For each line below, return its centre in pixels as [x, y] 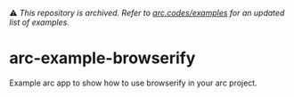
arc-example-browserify [102, 58]
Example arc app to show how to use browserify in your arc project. [133, 83]
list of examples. [39, 22]
